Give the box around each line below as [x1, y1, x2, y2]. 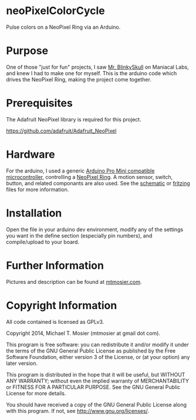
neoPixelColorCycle [6, 4, 105, 18]
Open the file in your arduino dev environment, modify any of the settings [6, 226, 184, 233]
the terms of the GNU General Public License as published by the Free [6, 347, 176, 354]
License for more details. [6, 389, 66, 397]
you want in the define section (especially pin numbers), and [6, 232, 153, 239]
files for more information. [6, 186, 69, 193]
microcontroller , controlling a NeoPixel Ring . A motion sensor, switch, [6, 173, 173, 180]
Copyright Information [6, 299, 117, 312]
